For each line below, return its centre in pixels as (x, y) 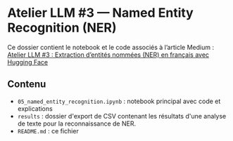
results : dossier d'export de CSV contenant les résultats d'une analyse (122, 116)
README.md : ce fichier (48, 130)
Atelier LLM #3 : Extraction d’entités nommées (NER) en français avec (108, 55)
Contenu (27, 85)
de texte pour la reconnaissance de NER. (76, 123)
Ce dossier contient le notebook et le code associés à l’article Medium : (111, 47)
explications (35, 108)
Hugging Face (27, 62)
